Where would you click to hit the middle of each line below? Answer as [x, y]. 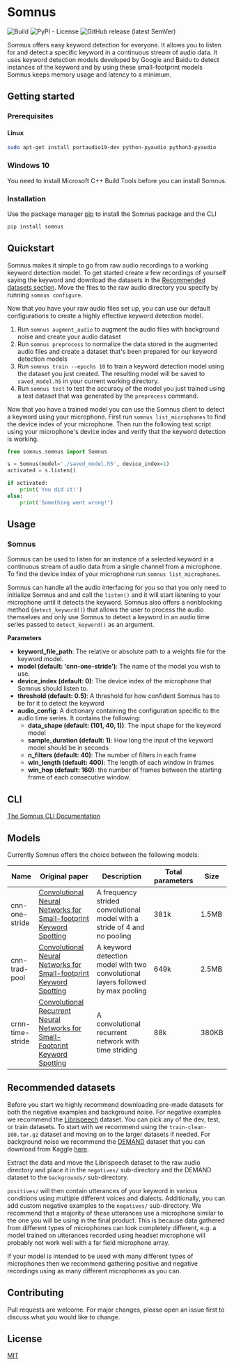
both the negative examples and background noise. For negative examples [114, 1112]
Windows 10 [29, 166]
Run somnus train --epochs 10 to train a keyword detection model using [120, 366]
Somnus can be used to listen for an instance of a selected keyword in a [111, 559]
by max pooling [122, 991]
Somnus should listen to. [53, 689]
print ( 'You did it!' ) [51, 490]
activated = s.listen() [42, 471]
